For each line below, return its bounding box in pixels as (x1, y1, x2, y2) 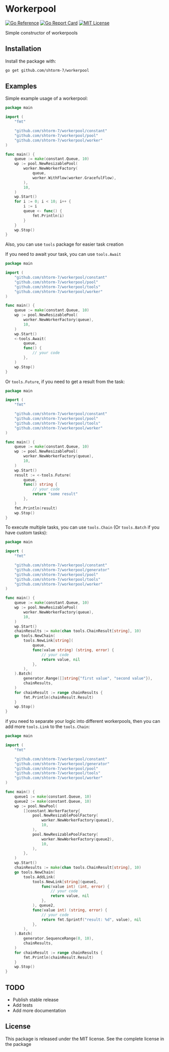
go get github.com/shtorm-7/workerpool (5, 68, 90, 73)
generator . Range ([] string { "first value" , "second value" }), (23, 676, 153, 681)
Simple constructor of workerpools (5, 30, 78, 36)
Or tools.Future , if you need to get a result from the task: (5, 378, 125, 385)
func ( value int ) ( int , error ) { (41, 884, 110, 889)
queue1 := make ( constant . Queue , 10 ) (14, 794, 92, 799)
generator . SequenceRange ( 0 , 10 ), (23, 936, 94, 941)
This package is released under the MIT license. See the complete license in (5, 1036, 164, 1042)
